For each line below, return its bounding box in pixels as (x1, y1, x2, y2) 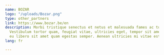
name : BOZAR (5, 7, 29, 12)
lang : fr (5, 39, 23, 43)
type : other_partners (5, 16, 49, 21)
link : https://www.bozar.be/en (5, 20, 69, 26)
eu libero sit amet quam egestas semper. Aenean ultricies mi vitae (9, 34, 152, 39)
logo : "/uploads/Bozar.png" (5, 12, 62, 16)
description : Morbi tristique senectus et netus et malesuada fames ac (5, 25, 154, 30)
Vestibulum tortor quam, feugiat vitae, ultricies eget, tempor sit (9, 29, 152, 34)
